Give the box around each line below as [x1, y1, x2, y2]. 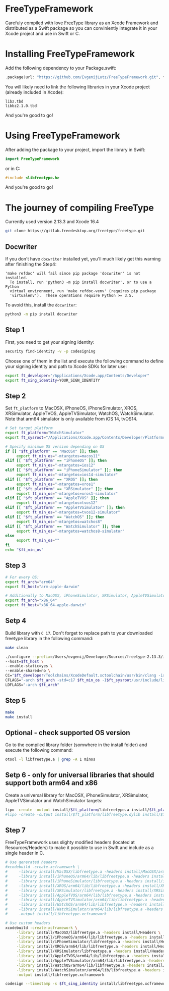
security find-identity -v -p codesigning [5, 349, 96, 354]
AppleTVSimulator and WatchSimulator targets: [5, 797, 103, 803]
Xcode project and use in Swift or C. [5, 30, 80, 36]
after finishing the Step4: [5, 261, 57, 268]
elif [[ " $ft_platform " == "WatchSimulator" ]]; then [5, 524, 121, 529]
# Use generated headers [5, 860, 57, 865]
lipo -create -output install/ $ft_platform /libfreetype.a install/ [5, 807, 150, 812]
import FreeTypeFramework [5, 156, 59, 162]
